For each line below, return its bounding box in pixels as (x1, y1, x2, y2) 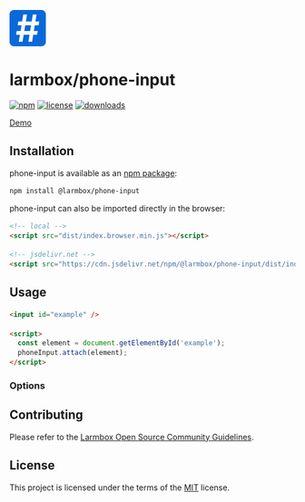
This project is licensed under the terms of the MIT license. (9, 482, 230, 493)
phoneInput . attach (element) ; (17, 349, 128, 358)
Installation (9, 143, 74, 159)
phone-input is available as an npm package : (9, 167, 178, 178)
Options (9, 379, 45, 391)
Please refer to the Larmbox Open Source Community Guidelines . (9, 431, 254, 442)
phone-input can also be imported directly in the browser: (9, 202, 225, 213)
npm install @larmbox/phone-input (9, 186, 141, 195)
